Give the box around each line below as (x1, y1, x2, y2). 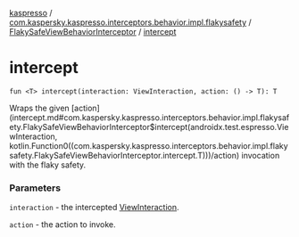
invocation (241, 150, 280, 160)
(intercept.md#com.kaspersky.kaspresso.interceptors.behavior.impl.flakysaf (9, 111, 290, 123)
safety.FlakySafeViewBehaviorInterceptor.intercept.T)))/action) (9, 150, 240, 160)
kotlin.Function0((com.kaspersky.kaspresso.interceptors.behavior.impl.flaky (9, 140, 288, 151)
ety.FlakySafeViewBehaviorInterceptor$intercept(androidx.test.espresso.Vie (9, 121, 289, 132)
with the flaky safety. (9, 159, 87, 170)
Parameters (9, 182, 61, 194)
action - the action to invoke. (9, 219, 116, 230)
